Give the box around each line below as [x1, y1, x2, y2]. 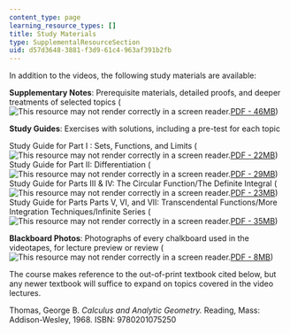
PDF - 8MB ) [230, 252, 274, 262]
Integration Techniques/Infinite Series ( [9, 206, 151, 217]
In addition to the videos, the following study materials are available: [9, 70, 257, 81]
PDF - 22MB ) [230, 150, 279, 160]
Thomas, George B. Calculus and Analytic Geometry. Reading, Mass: [9, 305, 261, 315]
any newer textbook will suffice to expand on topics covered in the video [9, 278, 274, 289]
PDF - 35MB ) [230, 216, 279, 227]
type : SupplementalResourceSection [9, 37, 141, 47]
